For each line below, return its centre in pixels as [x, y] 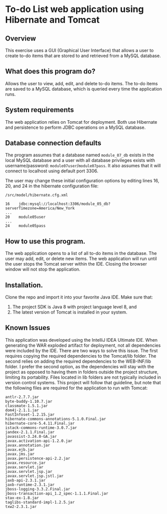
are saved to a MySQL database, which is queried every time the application [84, 89]
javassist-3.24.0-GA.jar [31, 436]
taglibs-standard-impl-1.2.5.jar [40, 502]
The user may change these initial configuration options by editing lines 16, [82, 181]
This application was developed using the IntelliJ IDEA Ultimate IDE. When [81, 340]
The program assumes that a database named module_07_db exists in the [79, 155]
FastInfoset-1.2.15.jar [30, 414]
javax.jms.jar [20, 454]
